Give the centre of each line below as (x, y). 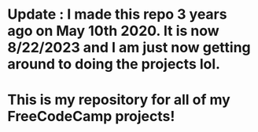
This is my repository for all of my (119, 100)
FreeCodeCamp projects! (91, 117)
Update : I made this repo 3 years (117, 14)
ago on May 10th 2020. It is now (113, 31)
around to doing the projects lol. (114, 64)
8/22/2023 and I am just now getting (129, 48)
